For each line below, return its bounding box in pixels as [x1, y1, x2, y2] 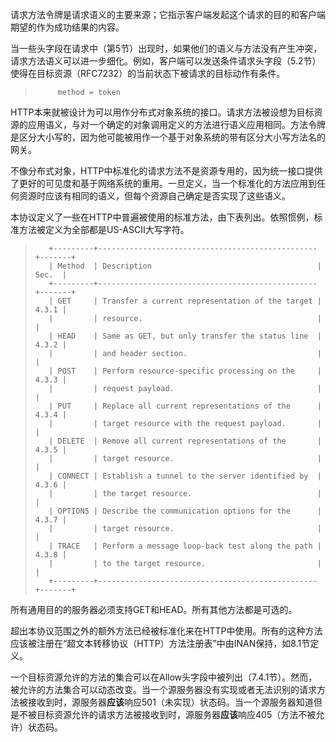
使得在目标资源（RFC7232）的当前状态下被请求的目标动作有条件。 [10, 68, 286, 79]
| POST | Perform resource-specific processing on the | [48, 366, 322, 376]
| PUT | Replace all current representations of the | [48, 401, 322, 411]
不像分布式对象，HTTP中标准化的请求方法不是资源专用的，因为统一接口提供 [10, 165, 323, 177]
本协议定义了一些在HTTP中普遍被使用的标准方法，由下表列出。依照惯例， [10, 211, 315, 223]
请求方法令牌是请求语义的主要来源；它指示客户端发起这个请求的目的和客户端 [10, 9, 326, 20]
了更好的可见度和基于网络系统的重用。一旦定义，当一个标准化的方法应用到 [10, 178, 317, 189]
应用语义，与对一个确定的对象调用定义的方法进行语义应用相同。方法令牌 [27, 119, 326, 130]
